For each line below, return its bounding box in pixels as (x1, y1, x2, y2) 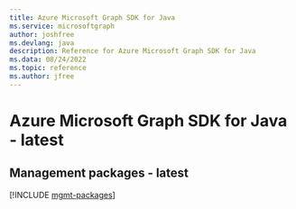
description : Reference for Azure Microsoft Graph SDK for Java (9, 47, 256, 56)
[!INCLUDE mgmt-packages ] (9, 189, 116, 200)
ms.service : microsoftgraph (9, 22, 116, 31)
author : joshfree (9, 30, 75, 39)
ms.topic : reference (9, 64, 88, 73)
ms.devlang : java (9, 38, 75, 48)
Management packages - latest (9, 166, 190, 181)
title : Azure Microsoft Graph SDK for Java (9, 13, 176, 23)
